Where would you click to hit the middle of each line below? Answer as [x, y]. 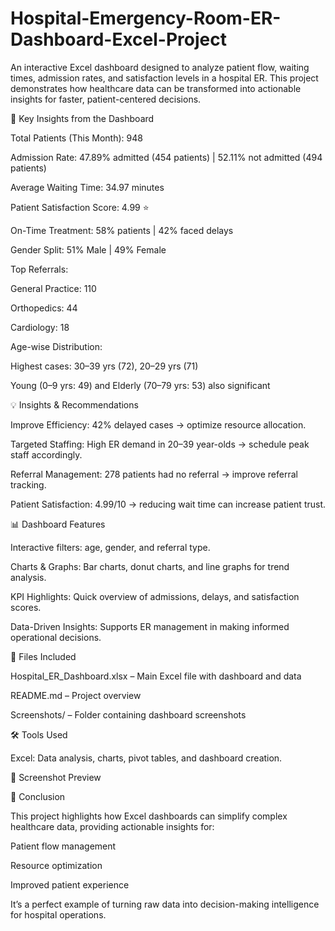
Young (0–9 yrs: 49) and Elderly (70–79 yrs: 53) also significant [140, 385]
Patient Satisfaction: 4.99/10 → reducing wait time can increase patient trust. [168, 504]
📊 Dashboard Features [58, 524]
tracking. [28, 484]
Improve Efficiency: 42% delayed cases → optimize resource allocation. [158, 424]
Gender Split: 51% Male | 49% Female [88, 249]
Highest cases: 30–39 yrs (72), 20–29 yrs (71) [104, 366]
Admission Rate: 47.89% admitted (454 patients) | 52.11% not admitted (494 [166, 157]
